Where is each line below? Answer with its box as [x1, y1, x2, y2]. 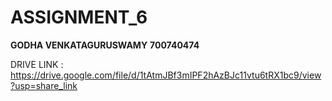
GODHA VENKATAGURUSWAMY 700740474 [10, 39, 200, 51]
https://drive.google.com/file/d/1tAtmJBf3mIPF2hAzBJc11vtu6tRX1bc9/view [10, 69, 322, 81]
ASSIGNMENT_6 [10, 6, 148, 29]
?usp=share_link [10, 79, 78, 91]
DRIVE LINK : [10, 58, 64, 70]
